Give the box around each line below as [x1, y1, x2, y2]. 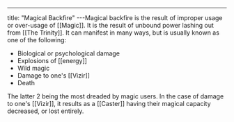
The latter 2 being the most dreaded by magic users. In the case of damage [7, 92, 224, 101]
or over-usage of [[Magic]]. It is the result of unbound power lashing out [7, 21, 214, 29]
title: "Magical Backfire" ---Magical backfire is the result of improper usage [7, 14, 223, 21]
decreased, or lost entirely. [7, 107, 84, 115]
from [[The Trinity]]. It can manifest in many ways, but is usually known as [7, 28, 219, 37]
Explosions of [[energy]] [17, 57, 87, 64]
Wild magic [17, 64, 50, 72]
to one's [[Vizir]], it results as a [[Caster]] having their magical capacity [7, 100, 211, 107]
